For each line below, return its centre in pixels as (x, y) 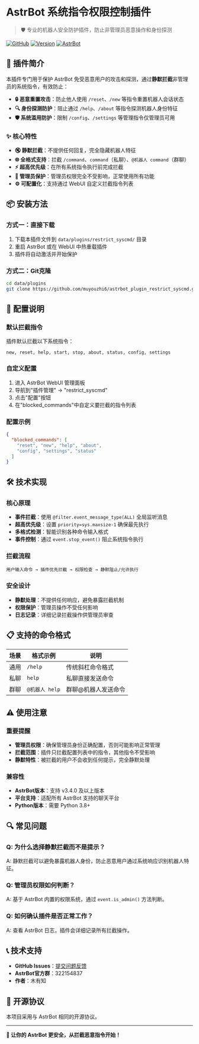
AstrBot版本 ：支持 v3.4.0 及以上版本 (60, 791)
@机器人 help (44, 690)
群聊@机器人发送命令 (96, 690)
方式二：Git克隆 (29, 270)
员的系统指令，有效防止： (37, 86)
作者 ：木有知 (30, 981)
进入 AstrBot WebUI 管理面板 (50, 383)
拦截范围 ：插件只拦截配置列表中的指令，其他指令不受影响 (85, 752)
